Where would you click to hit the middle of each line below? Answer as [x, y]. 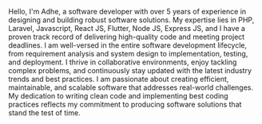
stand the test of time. [45, 113]
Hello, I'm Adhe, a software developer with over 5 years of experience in [127, 12]
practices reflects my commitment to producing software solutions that [125, 104]
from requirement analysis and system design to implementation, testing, [128, 54]
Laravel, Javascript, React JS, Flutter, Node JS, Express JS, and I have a [127, 28]
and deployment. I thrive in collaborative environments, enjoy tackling [123, 62]
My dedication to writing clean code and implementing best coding [119, 96]
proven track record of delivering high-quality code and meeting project [127, 37]
